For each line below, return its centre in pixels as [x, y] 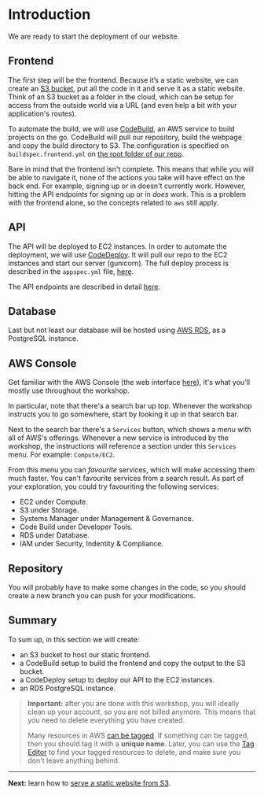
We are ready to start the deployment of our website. [94, 36]
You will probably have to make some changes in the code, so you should [127, 587]
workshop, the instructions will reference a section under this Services [123, 446]
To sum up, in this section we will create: [74, 639]
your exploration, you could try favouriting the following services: [114, 486]
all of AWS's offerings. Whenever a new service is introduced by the [119, 438]
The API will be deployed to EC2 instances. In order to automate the [118, 246]
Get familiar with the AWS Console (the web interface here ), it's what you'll [129, 383]
